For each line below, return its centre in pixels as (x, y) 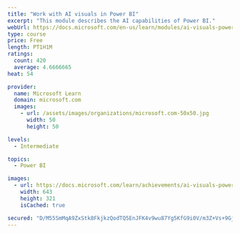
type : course (27, 34)
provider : (22, 86)
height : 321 (38, 198)
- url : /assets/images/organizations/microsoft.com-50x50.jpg (115, 114)
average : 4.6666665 (43, 67)
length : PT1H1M (30, 47)
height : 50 (42, 127)
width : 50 (41, 120)
